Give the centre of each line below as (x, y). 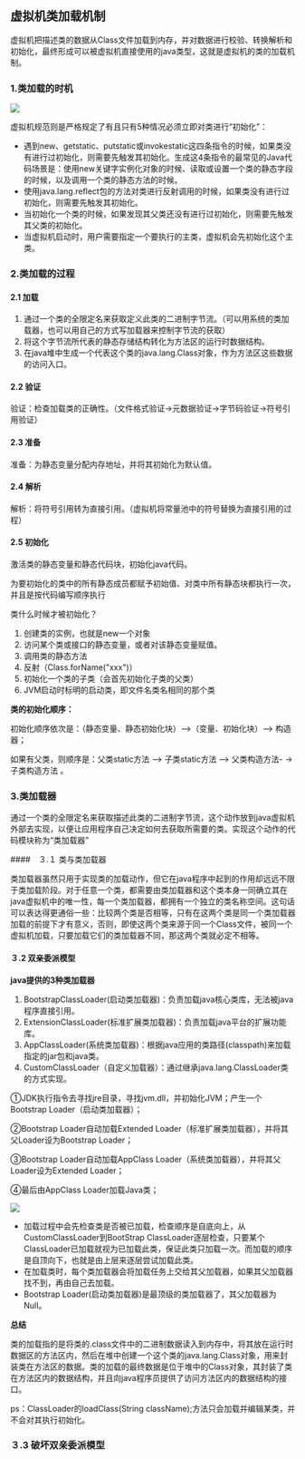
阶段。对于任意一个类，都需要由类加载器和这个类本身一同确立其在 (164, 890)
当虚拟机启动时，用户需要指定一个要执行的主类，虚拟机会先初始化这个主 (158, 237)
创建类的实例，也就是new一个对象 (87, 634)
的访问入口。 (47, 365)
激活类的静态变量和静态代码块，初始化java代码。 (101, 564)
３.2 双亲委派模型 (43, 958)
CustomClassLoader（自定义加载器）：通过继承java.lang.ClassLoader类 (156, 1067)
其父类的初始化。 (55, 226)
